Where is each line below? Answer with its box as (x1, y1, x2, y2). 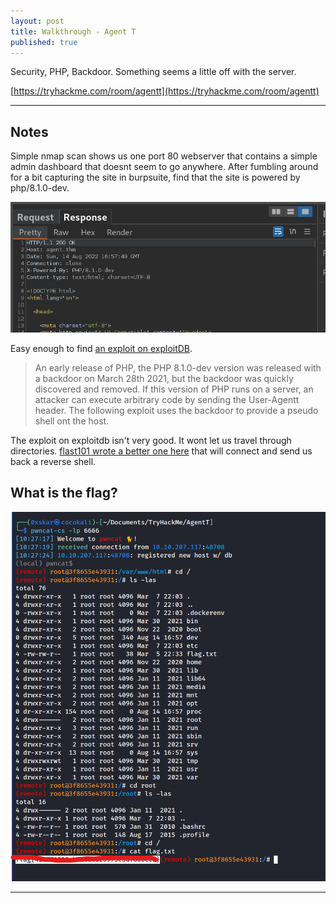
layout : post (10, 16, 65, 26)
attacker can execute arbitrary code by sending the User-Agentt (34, 393, 300, 405)
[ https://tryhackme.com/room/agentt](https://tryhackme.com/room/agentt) (10, 85, 320, 97)
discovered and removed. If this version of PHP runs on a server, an (34, 383, 314, 395)
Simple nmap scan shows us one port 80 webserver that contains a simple (10, 150, 318, 162)
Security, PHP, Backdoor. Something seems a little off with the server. (10, 66, 297, 78)
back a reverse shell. (10, 455, 97, 467)
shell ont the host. (34, 415, 110, 427)
